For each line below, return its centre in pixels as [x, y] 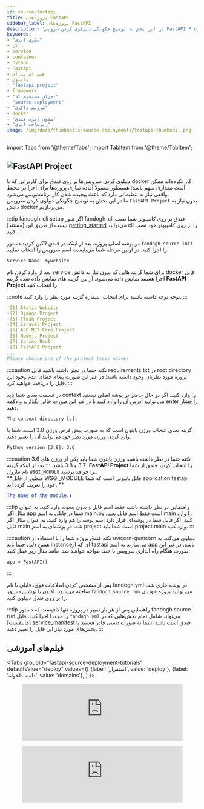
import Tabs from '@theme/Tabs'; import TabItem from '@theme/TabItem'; [100, 147]
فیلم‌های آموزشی [35, 648]
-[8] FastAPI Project [34, 347]
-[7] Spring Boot [29, 342]
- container [22, 57]
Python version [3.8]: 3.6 [41, 447]
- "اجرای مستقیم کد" [33, 96]
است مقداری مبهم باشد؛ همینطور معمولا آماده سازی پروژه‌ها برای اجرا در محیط [96, 187]
